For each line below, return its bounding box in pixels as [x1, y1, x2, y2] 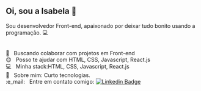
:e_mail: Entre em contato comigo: [5, 78, 95, 85]
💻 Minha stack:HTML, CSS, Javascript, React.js [5, 62, 130, 70]
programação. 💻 [5, 29, 48, 36]
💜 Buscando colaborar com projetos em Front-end [5, 49, 135, 56]
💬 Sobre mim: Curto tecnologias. [5, 71, 91, 79]
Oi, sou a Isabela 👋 [5, 6, 77, 16]
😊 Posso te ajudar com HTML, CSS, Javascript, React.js [5, 56, 151, 63]
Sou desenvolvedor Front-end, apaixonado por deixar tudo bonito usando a [5, 22, 196, 29]
